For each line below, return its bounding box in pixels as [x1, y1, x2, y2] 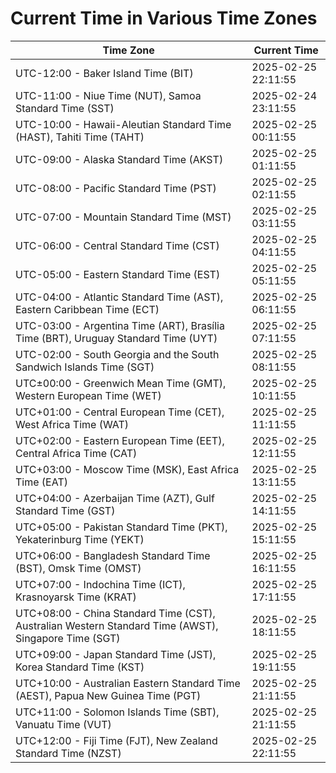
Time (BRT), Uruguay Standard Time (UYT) [15, 331, 218, 345]
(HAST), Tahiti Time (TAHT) [15, 130, 145, 144]
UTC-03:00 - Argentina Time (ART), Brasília [15, 318, 225, 332]
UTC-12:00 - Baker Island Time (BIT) [15, 66, 194, 80]
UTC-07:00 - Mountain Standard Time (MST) [15, 210, 232, 224]
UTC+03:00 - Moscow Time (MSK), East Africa [15, 462, 240, 476]
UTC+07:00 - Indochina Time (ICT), [15, 577, 186, 591]
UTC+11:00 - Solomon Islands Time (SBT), [15, 705, 220, 719]
